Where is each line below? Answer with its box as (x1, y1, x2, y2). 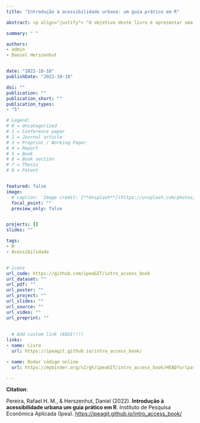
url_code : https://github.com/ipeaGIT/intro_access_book (6, 270, 151, 276)
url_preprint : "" (6, 314, 49, 321)
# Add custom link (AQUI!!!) (11, 332, 84, 338)
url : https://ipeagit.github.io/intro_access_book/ (11, 348, 143, 354)
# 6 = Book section (6, 156, 55, 162)
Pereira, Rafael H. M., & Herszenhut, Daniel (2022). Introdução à (6, 397, 164, 405)
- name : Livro (6, 342, 42, 348)
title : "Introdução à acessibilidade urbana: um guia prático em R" (6, 8, 180, 15)
